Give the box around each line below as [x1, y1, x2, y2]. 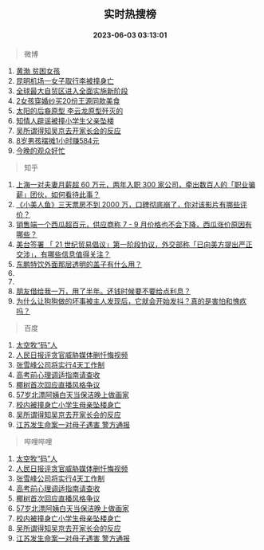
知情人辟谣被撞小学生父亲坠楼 [15, 116, 114, 125]
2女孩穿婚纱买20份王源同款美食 [15, 96, 120, 105]
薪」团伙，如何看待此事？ [15, 190, 100, 199]
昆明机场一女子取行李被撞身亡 [15, 76, 114, 85]
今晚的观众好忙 [15, 146, 65, 155]
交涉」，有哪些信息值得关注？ [15, 249, 111, 259]
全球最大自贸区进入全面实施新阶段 [15, 86, 128, 96]
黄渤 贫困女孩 [15, 66, 61, 76]
